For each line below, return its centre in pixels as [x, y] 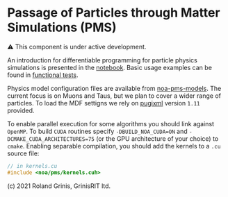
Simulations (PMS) [62, 27]
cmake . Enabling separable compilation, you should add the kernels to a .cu [114, 146]
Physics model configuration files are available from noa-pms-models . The [114, 88]
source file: [23, 153]
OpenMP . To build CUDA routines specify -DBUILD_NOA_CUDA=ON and [97, 131]
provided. [21, 110]
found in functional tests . [43, 75]
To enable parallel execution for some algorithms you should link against [111, 123]
